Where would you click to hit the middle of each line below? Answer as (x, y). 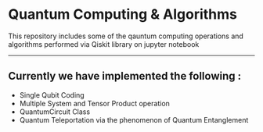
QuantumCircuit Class (55, 112)
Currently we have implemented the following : (125, 76)
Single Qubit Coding (52, 95)
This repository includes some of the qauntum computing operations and (126, 36)
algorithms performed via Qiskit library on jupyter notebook (104, 44)
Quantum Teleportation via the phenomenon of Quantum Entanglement (134, 120)
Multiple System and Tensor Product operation (95, 103)
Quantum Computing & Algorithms (122, 14)
